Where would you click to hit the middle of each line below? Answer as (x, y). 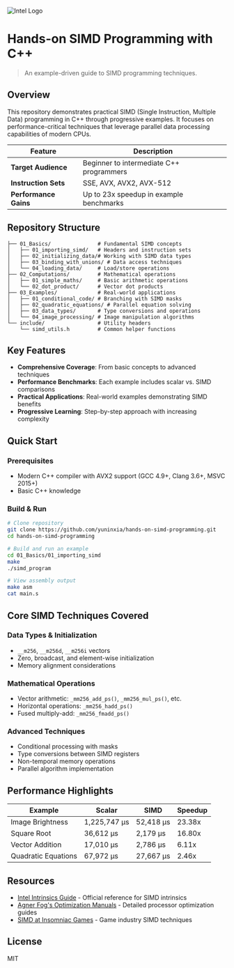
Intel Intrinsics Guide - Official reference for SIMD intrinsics (102, 898)
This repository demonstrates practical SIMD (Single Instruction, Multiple (111, 112)
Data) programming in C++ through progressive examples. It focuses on (110, 119)
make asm (20, 587)
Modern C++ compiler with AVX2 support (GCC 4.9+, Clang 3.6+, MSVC (121, 476)
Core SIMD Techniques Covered (78, 616)
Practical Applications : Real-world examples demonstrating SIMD (112, 397)
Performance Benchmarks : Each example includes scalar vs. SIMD (114, 382)
